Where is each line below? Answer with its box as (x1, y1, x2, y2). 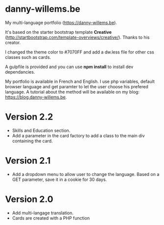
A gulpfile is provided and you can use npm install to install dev (5, 64, 134, 70)
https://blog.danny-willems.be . (5, 94, 67, 100)
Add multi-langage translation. (12, 210, 74, 216)
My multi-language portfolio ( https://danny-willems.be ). (5, 20, 117, 25)
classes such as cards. (5, 54, 51, 60)
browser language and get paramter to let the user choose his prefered (5, 83, 148, 89)
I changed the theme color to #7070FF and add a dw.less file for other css (5, 49, 154, 55)
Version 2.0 (5, 194, 53, 204)
